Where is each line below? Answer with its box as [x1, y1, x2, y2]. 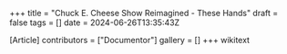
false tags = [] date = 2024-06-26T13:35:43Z [9, 17, 180, 28]
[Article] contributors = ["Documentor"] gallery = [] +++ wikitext [9, 35, 251, 45]
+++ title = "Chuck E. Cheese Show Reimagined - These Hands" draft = [9, 8, 279, 18]
